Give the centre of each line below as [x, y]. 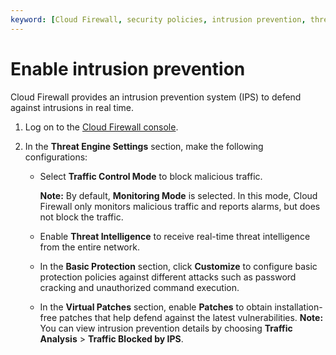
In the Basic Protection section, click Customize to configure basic [178, 266]
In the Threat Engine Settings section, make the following [144, 146]
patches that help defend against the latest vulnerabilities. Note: [191, 317]
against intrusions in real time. [72, 107]
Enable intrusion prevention [128, 68]
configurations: [56, 157]
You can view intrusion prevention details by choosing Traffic [166, 328]
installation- [298, 307]
